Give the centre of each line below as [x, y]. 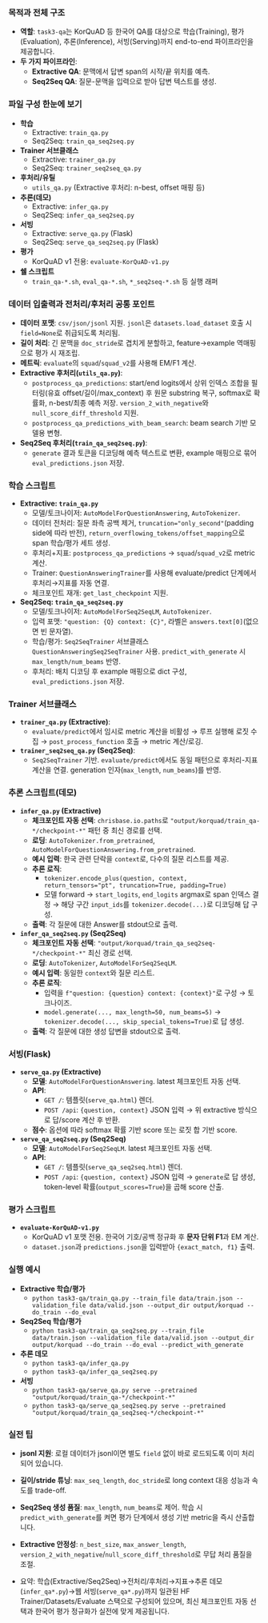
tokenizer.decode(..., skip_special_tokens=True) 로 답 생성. [144, 1021]
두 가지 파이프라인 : [48, 62]
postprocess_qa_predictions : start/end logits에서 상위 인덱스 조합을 [140, 382]
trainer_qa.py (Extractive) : [65, 722]
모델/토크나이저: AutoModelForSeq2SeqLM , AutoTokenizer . [122, 612]
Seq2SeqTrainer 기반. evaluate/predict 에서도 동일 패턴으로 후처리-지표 [145, 760]
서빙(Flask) [30, 1053]
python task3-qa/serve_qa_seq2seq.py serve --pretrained [129, 1405]
